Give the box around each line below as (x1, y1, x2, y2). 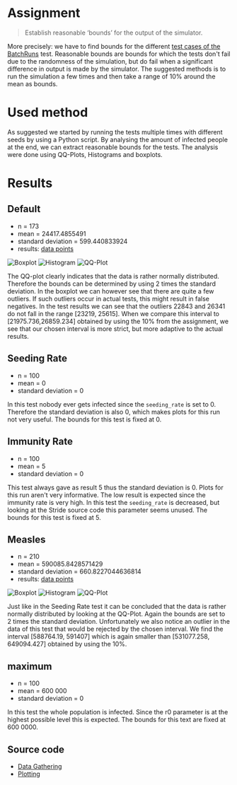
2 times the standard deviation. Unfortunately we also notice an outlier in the (7, 617, 230, 626)
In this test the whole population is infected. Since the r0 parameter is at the (7, 708, 229, 716)
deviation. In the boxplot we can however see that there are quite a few (7, 286, 214, 295)
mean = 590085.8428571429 (17, 560, 103, 569)
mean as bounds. (7, 79, 58, 88)
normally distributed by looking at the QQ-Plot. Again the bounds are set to (7, 610, 226, 618)
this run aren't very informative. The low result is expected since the (7, 490, 207, 499)
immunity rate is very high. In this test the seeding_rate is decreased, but (7, 498, 220, 506)
